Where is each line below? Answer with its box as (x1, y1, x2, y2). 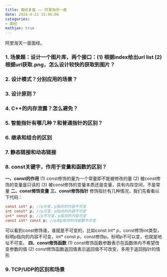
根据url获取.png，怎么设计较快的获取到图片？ (5, 61, 116, 68)
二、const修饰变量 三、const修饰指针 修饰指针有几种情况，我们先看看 (10, 187, 156, 194)
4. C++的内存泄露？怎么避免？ (5, 105, 78, 112)
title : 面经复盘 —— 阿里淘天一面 (5, 7, 67, 12)
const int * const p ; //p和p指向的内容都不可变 (5, 218, 96, 223)
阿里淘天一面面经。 (5, 40, 45, 46)
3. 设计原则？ (5, 90, 37, 97)
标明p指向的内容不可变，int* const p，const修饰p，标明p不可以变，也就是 (5, 234, 158, 240)
